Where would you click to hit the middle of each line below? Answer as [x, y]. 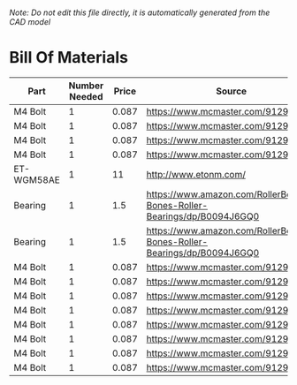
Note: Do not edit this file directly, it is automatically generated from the [140, 12]
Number [86, 86]
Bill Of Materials [69, 57]
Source [232, 91]
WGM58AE [37, 179]
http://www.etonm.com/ [196, 174]
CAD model [30, 21]
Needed [86, 96]
